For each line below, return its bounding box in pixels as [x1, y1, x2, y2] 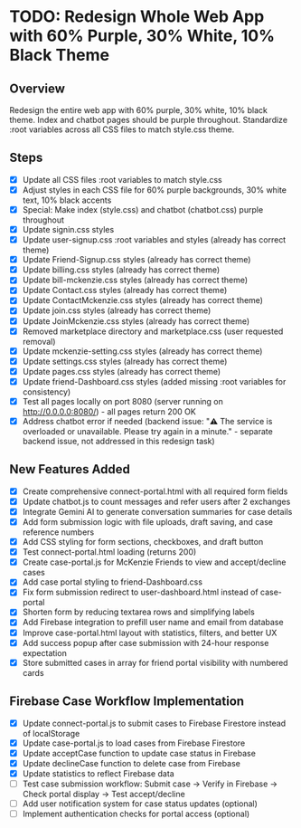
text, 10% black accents [22, 195, 112, 205]
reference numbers [22, 527, 95, 538]
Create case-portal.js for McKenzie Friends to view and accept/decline [22, 557, 287, 567]
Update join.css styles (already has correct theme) [22, 305, 212, 316]
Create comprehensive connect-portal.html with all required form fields [22, 486, 288, 497]
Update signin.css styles [22, 224, 115, 234]
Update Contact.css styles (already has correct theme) [22, 285, 228, 296]
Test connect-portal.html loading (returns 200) [22, 547, 197, 557]
